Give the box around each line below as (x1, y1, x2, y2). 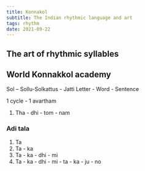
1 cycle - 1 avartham (6, 97, 57, 104)
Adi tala (6, 125, 29, 133)
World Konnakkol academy (6, 70, 111, 80)
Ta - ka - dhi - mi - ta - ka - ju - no (15, 158, 102, 165)
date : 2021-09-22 (6, 26, 51, 32)
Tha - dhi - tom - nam (15, 109, 70, 117)
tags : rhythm (6, 20, 40, 26)
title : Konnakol (6, 9, 48, 15)
